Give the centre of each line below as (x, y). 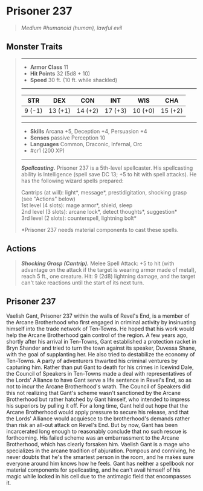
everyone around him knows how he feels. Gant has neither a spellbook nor (100, 464)
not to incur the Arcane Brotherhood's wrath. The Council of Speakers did (98, 387)
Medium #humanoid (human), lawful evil (72, 28)
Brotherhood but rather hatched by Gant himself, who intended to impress (98, 399)
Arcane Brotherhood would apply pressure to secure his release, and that (98, 412)
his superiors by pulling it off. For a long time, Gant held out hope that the (97, 406)
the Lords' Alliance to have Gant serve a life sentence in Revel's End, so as (99, 380)
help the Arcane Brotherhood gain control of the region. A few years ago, (97, 335)
